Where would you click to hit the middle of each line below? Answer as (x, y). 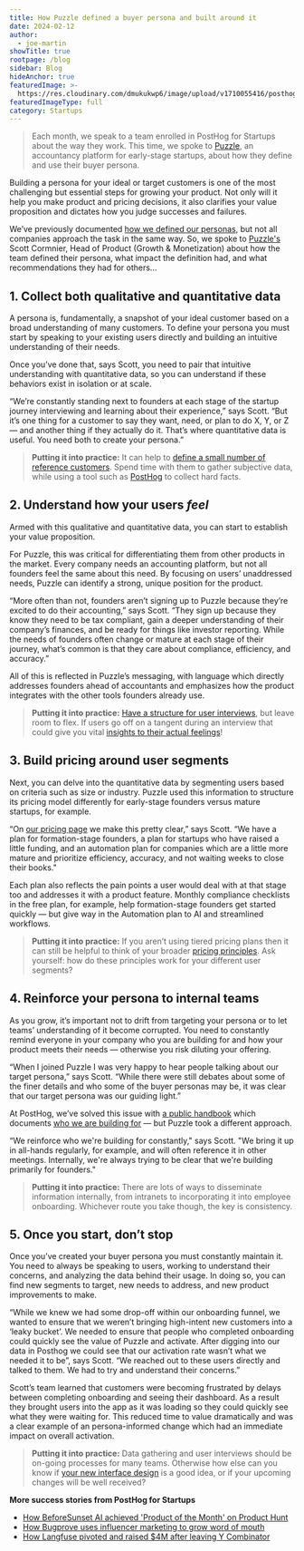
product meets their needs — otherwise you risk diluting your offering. (140, 1049)
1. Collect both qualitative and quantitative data (145, 296)
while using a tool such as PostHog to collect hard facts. (136, 477)
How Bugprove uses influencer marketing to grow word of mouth (143, 1527)
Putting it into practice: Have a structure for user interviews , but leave (163, 712)
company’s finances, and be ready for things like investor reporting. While (147, 629)
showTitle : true (40, 52)
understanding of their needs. (65, 347)
